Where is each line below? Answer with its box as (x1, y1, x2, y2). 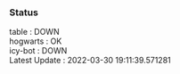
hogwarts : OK (9, 36, 62, 46)
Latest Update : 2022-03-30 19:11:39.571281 (9, 55, 171, 66)
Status (9, 6, 38, 19)
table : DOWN (9, 27, 60, 37)
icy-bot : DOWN (9, 45, 68, 56)
